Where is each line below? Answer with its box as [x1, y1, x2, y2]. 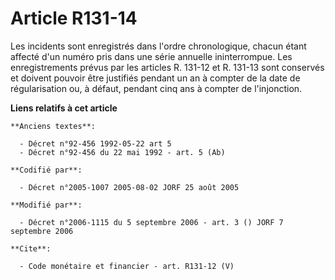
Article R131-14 [10, 7, 138, 30]
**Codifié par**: [10, 165, 83, 175]
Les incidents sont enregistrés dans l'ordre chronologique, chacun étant [10, 40, 307, 52]
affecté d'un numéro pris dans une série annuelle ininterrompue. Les [10, 50, 293, 62]
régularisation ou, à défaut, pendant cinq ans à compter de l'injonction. [10, 82, 303, 94]
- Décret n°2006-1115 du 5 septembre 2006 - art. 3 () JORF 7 [19, 217, 284, 227]
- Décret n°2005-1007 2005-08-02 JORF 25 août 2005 [19, 182, 240, 192]
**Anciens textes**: [10, 121, 97, 131]
